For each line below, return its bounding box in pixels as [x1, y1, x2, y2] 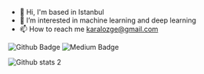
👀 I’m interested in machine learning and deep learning [19, 16, 197, 25]
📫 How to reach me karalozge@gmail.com [19, 24, 158, 33]
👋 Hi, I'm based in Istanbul [19, 8, 104, 16]
